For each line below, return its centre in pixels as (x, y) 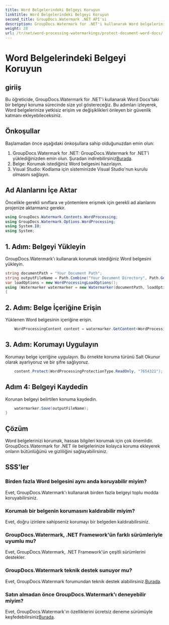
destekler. (16, 557)
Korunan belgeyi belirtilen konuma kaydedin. (51, 399)
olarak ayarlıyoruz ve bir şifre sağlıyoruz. (47, 362)
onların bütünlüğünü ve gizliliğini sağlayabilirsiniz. (57, 452)
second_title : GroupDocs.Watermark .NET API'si (56, 19)
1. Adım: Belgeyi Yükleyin (46, 247)
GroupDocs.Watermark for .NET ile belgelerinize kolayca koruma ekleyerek (83, 446)
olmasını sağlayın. (31, 174)
